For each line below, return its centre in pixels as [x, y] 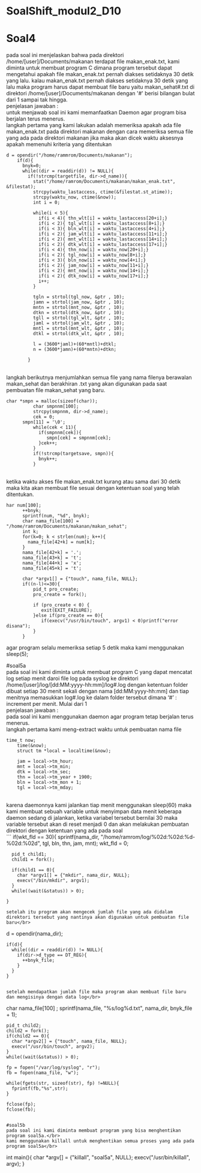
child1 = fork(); [33, 860]
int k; [30, 532]
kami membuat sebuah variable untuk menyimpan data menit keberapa [94, 811]
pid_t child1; [29, 855]
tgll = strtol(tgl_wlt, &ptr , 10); [79, 318]
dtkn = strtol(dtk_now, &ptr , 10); [79, 313]
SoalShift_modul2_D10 [64, 11]
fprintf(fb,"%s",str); [40, 1089]
